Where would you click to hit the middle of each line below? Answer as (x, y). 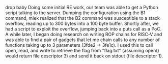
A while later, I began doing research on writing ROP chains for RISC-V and (84, 34)
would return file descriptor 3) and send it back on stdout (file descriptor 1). (84, 56)
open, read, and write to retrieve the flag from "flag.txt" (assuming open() (82, 51)
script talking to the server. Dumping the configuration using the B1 (75, 13)
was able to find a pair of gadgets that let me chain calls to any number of (83, 40)
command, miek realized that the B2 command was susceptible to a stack (83, 18)
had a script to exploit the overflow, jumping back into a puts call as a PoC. (83, 29)
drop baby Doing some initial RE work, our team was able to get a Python (82, 7)
